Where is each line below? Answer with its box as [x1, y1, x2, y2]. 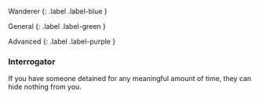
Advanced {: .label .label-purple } [8, 37, 116, 46]
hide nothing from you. [8, 82, 82, 92]
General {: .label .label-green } [8, 22, 106, 30]
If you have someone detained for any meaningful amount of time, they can [8, 74, 252, 83]
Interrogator [8, 56, 56, 67]
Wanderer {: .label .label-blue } [8, 7, 108, 16]
